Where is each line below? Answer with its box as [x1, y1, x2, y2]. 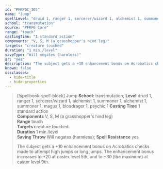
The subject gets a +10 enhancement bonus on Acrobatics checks [16, 143, 149, 149]
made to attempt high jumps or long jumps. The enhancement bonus [16, 149, 154, 154]
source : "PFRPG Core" [5, 25, 49, 30]
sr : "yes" [5, 57, 25, 62]
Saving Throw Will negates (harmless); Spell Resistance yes [16, 134, 139, 140]
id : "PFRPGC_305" [5, 7, 40, 12]
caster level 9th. [16, 159, 49, 165]
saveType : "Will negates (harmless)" [5, 52, 81, 57]
